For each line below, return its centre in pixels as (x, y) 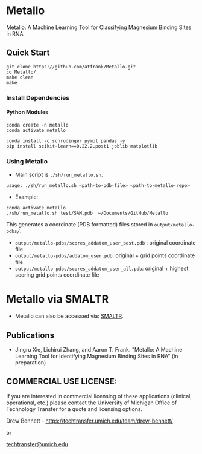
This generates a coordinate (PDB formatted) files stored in (80, 225)
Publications (30, 335)
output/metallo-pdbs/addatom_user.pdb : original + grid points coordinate (105, 255)
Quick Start (28, 53)
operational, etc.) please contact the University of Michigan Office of (92, 403)
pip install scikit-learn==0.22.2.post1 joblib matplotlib (82, 146)
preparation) (30, 362)
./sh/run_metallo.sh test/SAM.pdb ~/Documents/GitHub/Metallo (87, 213)
